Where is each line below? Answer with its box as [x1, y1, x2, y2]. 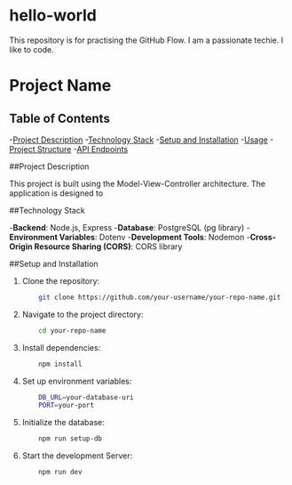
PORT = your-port [38, 401, 95, 410]
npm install [38, 360, 83, 368]
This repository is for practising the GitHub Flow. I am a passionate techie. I [9, 35, 284, 45]
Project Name [9, 76, 112, 96]
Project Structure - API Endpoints [9, 143, 129, 154]
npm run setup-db [38, 434, 102, 443]
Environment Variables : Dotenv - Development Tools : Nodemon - [9, 231, 250, 242]
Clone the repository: [21, 275, 100, 286]
